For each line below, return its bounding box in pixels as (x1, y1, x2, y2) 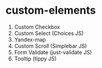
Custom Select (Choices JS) (14, 29, 84, 36)
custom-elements (5, 4, 96, 17)
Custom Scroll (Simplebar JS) (14, 42, 87, 50)
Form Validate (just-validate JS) (14, 48, 92, 55)
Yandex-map (14, 36, 46, 43)
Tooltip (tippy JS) (14, 55, 57, 62)
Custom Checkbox (14, 23, 60, 30)
